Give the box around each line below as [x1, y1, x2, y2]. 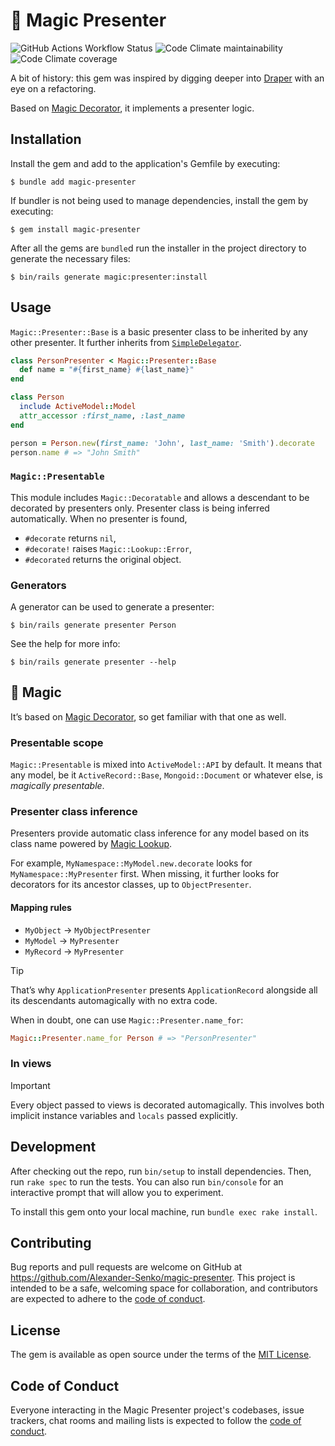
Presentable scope [10, 735, 104, 749]
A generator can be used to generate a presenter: [10, 601, 215, 613]
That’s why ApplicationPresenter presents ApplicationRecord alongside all [10, 984, 318, 996]
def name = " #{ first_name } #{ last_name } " [19, 365, 195, 375]
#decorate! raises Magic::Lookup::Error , [24, 542, 192, 554]
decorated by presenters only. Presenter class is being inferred [10, 502, 270, 514]
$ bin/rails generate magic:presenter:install [10, 272, 208, 282]
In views [10, 1057, 52, 1071]
